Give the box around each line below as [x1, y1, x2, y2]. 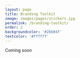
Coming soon [5, 47, 32, 53]
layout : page [5, 7, 32, 12]
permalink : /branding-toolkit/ [5, 20, 69, 26]
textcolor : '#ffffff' [5, 34, 49, 39]
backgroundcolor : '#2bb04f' [5, 29, 62, 34]
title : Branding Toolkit [5, 12, 56, 16]
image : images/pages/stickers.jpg [5, 16, 76, 21]
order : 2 [5, 25, 23, 30]
